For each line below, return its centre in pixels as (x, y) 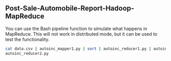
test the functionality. (27, 39)
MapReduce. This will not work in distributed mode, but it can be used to (81, 34)
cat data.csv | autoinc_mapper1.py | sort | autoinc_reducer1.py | (78, 49)
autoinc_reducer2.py (27, 53)
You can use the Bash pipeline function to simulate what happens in (76, 28)
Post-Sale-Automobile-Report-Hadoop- (70, 8)
